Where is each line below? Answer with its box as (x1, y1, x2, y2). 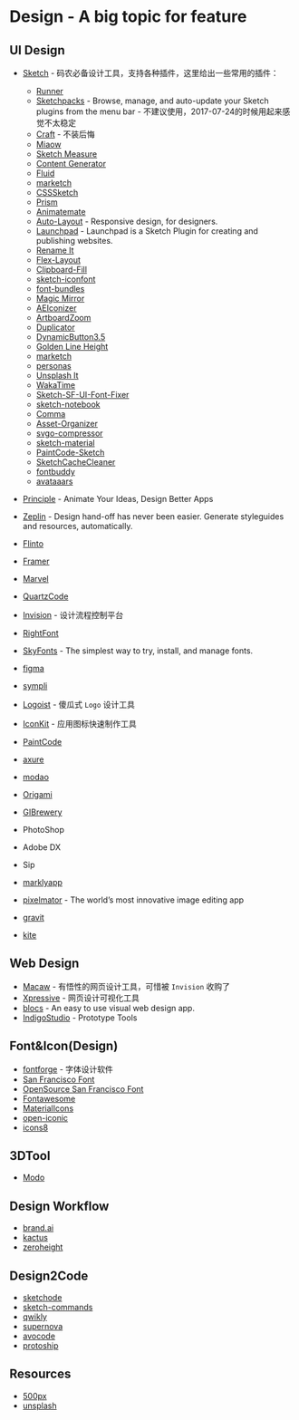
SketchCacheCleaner (35, 457, 116, 468)
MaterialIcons (22, 1103, 74, 1114)
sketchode (22, 1292, 63, 1303)
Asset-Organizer (35, 419, 98, 429)
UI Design (9, 43, 65, 58)
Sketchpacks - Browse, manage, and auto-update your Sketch (35, 95, 269, 106)
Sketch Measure (35, 149, 98, 159)
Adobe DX (22, 842, 62, 853)
